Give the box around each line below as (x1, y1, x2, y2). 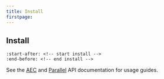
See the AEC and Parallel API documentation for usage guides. (6, 67, 158, 74)
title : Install (6, 8, 44, 15)
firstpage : (6, 14, 33, 20)
